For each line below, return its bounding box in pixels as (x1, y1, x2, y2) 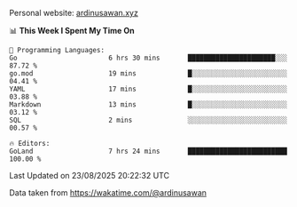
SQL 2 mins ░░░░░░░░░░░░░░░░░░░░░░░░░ (9, 115, 288, 124)
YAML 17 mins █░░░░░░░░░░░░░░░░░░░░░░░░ (9, 84, 288, 93)
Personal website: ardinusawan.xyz (9, 8, 139, 18)
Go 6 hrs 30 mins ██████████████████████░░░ (9, 53, 288, 62)
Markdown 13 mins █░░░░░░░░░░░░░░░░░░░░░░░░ (9, 100, 288, 109)
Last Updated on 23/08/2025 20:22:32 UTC (9, 171, 170, 180)
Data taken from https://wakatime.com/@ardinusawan (9, 187, 207, 198)
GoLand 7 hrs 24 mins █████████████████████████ (9, 147, 288, 155)
